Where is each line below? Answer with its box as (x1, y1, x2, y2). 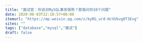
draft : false (5, 30, 32, 35)
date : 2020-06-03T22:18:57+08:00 (5, 12, 74, 17)
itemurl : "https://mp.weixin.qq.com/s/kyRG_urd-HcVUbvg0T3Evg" (5, 16, 139, 21)
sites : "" (5, 21, 26, 26)
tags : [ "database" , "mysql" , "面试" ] (5, 26, 77, 31)
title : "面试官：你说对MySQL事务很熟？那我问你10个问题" (5, 7, 111, 12)
